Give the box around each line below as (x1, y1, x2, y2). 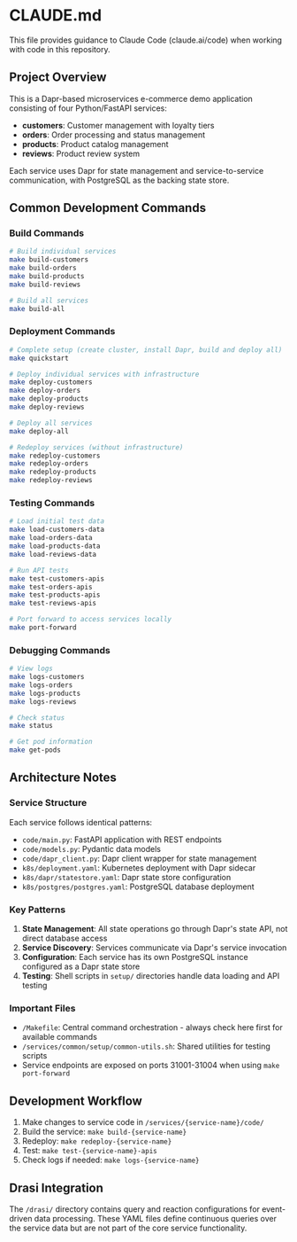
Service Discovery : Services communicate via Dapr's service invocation (21, 942, 287, 953)
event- (262, 1203, 286, 1215)
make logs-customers (9, 673, 86, 682)
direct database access (21, 933, 108, 944)
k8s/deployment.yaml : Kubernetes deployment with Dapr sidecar (21, 862, 256, 873)
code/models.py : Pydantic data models (21, 843, 162, 854)
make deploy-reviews (9, 402, 86, 412)
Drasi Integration (9, 1180, 104, 1195)
